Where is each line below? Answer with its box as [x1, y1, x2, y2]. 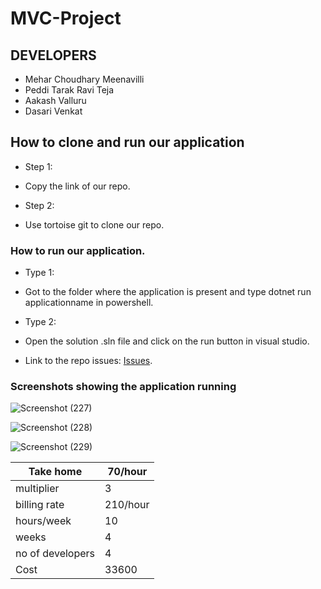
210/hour [104, 498, 150, 512]
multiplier [15, 482, 60, 496]
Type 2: [24, 316, 57, 328]
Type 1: [24, 267, 55, 279]
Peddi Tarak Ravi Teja [24, 84, 115, 96]
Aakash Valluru [24, 95, 87, 106]
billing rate [15, 498, 65, 512]
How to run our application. [10, 243, 146, 257]
